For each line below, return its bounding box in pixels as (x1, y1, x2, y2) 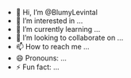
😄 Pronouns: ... (15, 53, 67, 63)
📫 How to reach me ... (15, 42, 90, 51)
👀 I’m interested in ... (15, 16, 83, 25)
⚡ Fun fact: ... (15, 62, 60, 72)
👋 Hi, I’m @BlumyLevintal (15, 8, 98, 17)
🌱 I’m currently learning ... (15, 25, 101, 33)
